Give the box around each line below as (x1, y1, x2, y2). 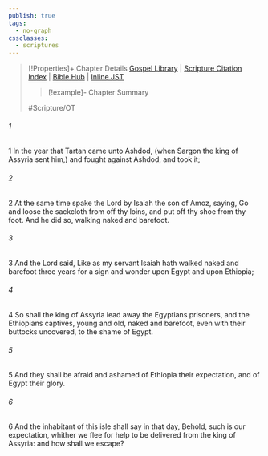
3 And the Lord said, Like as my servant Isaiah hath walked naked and (8, 258, 239, 268)
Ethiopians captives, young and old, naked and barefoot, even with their (8, 318, 246, 328)
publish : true (8, 11, 56, 20)
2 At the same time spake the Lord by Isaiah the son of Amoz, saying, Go (8, 198, 249, 208)
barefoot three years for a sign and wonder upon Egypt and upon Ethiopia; (8, 266, 254, 276)
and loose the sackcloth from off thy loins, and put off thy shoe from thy (8, 206, 246, 216)
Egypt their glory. (8, 378, 66, 389)
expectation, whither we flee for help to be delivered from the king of (8, 430, 237, 440)
